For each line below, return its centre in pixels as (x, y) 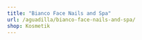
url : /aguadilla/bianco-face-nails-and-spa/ (71, 20)
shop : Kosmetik (29, 26)
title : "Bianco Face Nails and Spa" (59, 13)
